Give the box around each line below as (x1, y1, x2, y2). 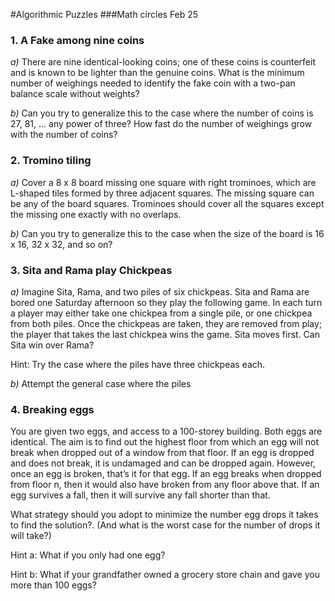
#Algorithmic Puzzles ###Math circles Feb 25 (10, 9, 199, 20)
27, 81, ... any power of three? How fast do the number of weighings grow (10, 118, 313, 130)
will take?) (10, 530, 52, 542)
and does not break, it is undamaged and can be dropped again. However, (10, 457, 316, 469)
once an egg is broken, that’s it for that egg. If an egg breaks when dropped (10, 468, 322, 480)
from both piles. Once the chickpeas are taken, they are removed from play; (10, 317, 323, 329)
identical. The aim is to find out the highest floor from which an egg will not (10, 436, 320, 448)
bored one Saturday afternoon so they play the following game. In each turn (10, 296, 323, 308)
